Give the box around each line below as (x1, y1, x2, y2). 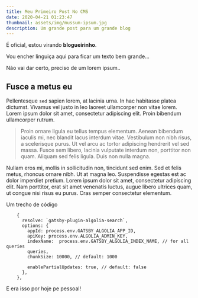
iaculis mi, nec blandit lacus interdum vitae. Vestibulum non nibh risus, (20, 134, 192, 141)
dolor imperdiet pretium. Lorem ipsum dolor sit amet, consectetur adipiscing (6, 177, 191, 184)
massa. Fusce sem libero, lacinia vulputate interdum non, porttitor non (20, 146, 191, 154)
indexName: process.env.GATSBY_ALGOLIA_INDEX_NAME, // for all (27, 238, 189, 245)
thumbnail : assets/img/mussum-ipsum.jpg (6, 20, 108, 25)
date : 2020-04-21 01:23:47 (6, 14, 73, 20)
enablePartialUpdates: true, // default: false (27, 264, 147, 270)
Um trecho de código (6, 201, 58, 208)
